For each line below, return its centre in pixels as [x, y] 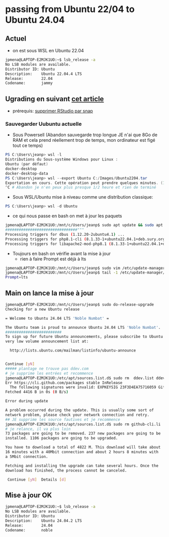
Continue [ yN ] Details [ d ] [37, 479]
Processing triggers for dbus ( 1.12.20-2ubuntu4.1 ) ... [65, 234]
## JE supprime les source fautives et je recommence [63, 419]
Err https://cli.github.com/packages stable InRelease [64, 383]
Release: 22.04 [29, 78]
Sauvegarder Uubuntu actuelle [44, 124]
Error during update [27, 401]
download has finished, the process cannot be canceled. [66, 470]
